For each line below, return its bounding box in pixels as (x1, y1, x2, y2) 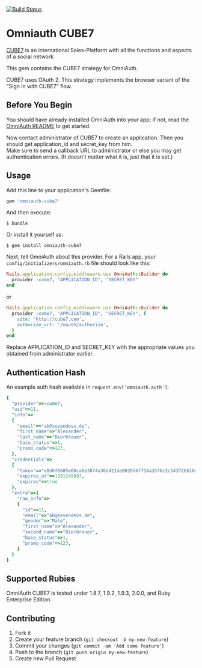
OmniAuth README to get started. (6, 122, 91, 129)
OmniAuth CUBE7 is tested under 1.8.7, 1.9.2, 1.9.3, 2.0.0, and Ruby (6, 589, 171, 597)
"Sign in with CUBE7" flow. (6, 82, 72, 90)
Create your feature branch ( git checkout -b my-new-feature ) (14, 636, 169, 643)
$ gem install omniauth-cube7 (6, 243, 82, 249)
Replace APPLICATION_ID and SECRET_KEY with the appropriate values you (6, 344, 195, 351)
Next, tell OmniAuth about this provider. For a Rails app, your (6, 253, 156, 261)
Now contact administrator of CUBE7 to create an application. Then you (6, 134, 184, 141)
